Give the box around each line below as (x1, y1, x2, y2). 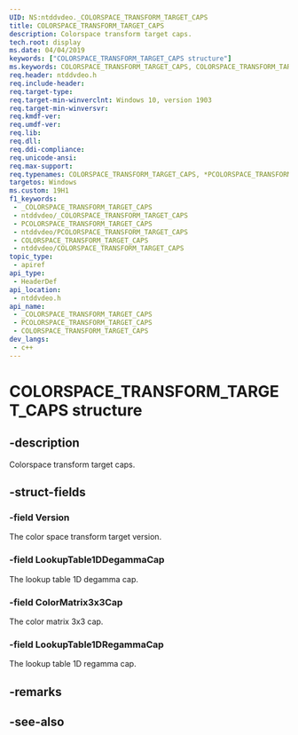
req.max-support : (9, 162, 74, 170)
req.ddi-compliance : (9, 145, 86, 154)
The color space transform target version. (9, 532, 162, 542)
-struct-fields (9, 485, 86, 500)
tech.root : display (9, 37, 82, 47)
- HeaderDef (12, 277, 58, 286)
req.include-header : (9, 79, 86, 88)
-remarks (9, 684, 62, 699)
